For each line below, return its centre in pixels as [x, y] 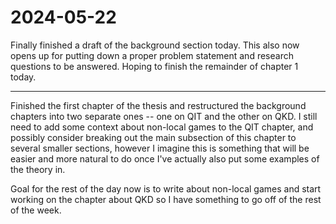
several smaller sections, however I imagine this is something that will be [160, 148]
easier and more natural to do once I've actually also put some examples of [165, 158]
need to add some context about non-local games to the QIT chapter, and [162, 127]
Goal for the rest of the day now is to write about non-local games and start [166, 188]
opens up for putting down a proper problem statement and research [152, 55]
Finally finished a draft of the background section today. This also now [155, 45]
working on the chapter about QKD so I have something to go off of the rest [166, 199]
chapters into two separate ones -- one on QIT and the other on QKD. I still [164, 116]
